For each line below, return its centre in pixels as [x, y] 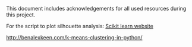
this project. [21, 15]
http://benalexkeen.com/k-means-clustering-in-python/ [74, 37]
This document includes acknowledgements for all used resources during [96, 9]
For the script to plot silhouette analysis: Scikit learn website [80, 26]
